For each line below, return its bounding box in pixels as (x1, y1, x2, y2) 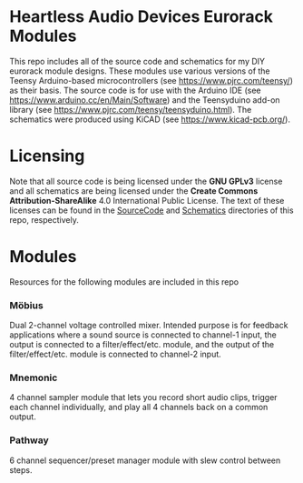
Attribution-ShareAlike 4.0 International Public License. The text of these (9, 195, 285, 206)
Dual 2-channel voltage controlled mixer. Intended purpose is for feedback (9, 320, 288, 331)
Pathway (9, 434, 50, 447)
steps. (9, 464, 33, 475)
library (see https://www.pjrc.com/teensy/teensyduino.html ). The (9, 104, 252, 115)
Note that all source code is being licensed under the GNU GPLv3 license (9, 176, 283, 186)
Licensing (9, 146, 85, 166)
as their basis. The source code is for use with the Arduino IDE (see (9, 85, 261, 96)
